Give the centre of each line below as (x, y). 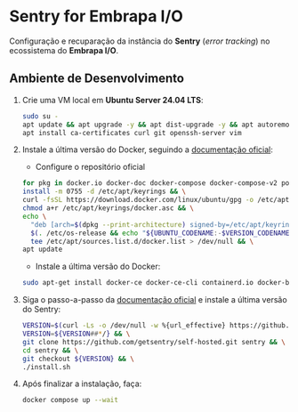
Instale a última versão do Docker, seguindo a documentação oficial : (148, 149)
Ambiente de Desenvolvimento (97, 79)
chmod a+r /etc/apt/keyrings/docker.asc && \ (108, 208)
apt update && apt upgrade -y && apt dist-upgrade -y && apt (138, 125)
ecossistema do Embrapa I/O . (64, 50)
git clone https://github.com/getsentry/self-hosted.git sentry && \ (154, 342)
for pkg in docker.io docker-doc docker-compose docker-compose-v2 (149, 183)
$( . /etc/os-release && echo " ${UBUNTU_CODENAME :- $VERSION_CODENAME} (162, 233)
